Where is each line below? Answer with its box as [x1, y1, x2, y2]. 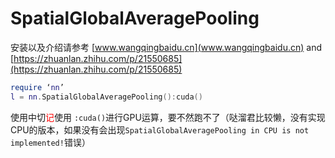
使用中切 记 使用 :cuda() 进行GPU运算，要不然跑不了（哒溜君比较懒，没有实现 [10, 111, 326, 123]
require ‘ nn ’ [10, 82, 65, 92]
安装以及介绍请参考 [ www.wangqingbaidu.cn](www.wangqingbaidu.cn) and [10, 41, 322, 53]
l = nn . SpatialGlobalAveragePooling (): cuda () [10, 92, 203, 102]
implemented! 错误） [10, 136, 91, 148]
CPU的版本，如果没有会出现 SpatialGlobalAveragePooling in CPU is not [10, 123, 310, 136]
